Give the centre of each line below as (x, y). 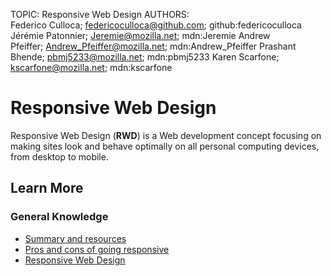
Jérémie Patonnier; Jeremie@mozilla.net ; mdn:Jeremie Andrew (140, 35)
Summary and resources (75, 238)
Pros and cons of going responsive (97, 249)
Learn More (47, 188)
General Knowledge (59, 217)
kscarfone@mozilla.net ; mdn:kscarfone (91, 67)
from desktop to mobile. (59, 156)
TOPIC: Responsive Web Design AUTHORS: (100, 14)
